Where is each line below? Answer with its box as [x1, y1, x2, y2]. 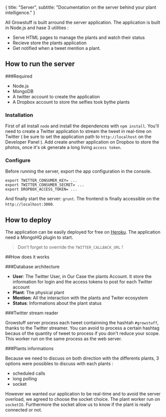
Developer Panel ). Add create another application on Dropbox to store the [5, 139, 159, 145]
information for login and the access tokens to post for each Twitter [12, 279, 152, 285]
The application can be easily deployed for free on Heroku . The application [5, 229, 161, 235]
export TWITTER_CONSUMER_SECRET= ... [5, 182, 85, 188]
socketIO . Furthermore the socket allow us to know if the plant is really [5, 401, 151, 407]
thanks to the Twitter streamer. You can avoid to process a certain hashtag [5, 325, 160, 331]
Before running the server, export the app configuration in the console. [5, 168, 152, 174]
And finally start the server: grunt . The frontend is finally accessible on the [5, 196, 160, 202]
